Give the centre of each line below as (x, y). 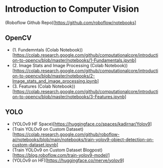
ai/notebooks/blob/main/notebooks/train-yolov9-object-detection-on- (83, 139)
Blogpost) (93, 150)
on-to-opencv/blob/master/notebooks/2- (54, 76)
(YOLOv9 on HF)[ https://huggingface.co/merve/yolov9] (68, 160)
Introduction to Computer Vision (72, 9)
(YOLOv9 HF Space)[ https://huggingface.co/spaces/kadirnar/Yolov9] (82, 124)
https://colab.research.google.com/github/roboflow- (67, 134)
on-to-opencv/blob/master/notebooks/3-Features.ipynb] (69, 96)
